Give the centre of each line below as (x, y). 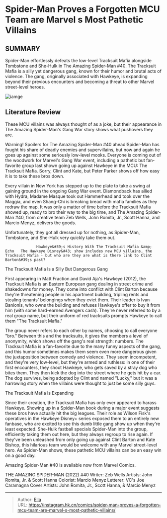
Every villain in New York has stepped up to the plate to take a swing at (78, 185)
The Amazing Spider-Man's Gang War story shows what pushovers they (79, 129)
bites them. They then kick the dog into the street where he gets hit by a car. (83, 373)
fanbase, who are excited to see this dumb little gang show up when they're (83, 424)
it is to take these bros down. (35, 176)
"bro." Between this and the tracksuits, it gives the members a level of (77, 336)
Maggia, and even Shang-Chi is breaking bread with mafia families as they (81, 201)
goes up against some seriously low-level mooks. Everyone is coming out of (83, 155)
